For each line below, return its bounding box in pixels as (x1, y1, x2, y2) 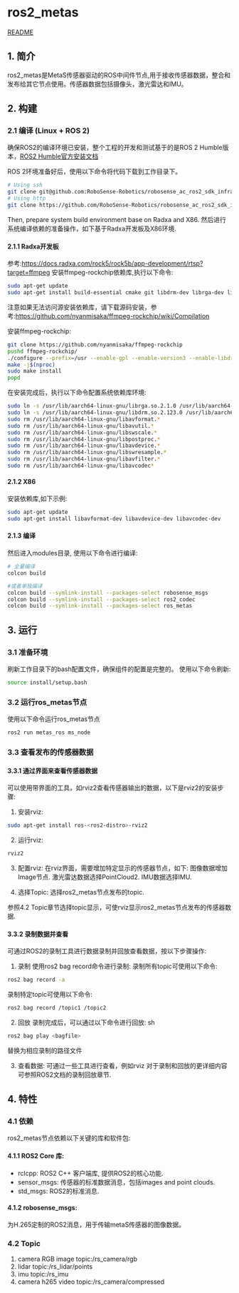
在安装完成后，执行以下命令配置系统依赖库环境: (7, 388, 147, 397)
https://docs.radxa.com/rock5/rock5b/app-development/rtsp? (21, 259, 203, 268)
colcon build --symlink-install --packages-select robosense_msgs (7, 589, 208, 596)
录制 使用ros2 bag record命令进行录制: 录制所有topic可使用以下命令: (17, 962, 218, 971)
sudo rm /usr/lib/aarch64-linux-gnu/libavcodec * (7, 462, 154, 470)
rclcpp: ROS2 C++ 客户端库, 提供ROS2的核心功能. (17, 1169, 164, 1177)
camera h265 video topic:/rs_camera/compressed (17, 1277, 165, 1286)
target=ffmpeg (7, 268, 51, 277)
